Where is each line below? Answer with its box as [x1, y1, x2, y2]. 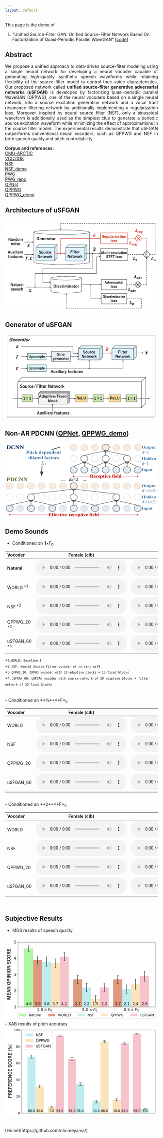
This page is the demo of [5, 22, 55, 28]
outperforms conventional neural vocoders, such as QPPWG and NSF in [5, 131, 158, 136]
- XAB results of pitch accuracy [5, 1021, 68, 1026]
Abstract [5, 51, 33, 59]
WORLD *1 [7, 584, 29, 590]
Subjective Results [5, 914, 63, 923]
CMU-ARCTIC [5, 151, 33, 156]
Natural [7, 565, 23, 571]
